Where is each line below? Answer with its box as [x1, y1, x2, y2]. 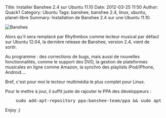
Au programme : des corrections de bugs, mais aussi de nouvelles [5, 54, 140, 59]
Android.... [5, 69, 27, 75]
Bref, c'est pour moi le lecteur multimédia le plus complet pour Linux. [5, 79, 145, 85]
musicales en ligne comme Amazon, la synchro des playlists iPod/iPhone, [5, 64, 155, 70]
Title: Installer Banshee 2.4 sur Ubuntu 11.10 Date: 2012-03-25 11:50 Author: [5, 4, 159, 10]
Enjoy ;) [5, 107, 21, 113]
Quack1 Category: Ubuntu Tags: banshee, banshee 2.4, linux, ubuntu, [5, 9, 147, 15]
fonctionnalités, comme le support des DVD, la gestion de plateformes [5, 59, 148, 64]
